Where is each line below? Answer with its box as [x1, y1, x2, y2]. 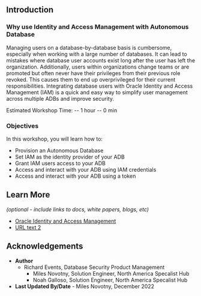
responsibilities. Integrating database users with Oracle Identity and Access [6, 82, 193, 89]
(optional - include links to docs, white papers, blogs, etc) [6, 205, 149, 213]
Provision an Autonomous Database [14, 146, 104, 154]
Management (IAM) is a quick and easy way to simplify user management [6, 88, 188, 95]
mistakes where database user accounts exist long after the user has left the [6, 56, 196, 64]
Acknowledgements [6, 241, 83, 252]
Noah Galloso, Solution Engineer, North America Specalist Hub [32, 276, 188, 283]
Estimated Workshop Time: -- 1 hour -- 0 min [6, 106, 118, 113]
